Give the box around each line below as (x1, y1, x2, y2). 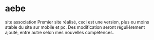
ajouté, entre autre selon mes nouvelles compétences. (5, 29, 114, 35)
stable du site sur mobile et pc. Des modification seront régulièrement (5, 24, 145, 30)
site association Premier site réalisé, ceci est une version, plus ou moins (5, 19, 150, 25)
